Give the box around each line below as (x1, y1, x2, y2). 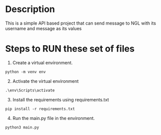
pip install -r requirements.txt (5, 106, 75, 111)
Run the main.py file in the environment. (12, 115, 95, 121)
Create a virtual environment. (12, 59, 73, 66)
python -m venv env (5, 69, 46, 74)
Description (5, 4, 55, 15)
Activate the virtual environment (12, 78, 79, 84)
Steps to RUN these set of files (5, 43, 135, 55)
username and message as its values (5, 25, 82, 31)
